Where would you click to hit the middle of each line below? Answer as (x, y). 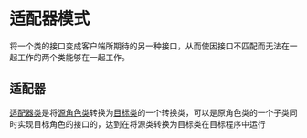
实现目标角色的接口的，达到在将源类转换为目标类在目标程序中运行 (141, 123)
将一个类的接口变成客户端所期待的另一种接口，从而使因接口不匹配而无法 (145, 46)
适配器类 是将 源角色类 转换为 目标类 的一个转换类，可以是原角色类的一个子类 (149, 112)
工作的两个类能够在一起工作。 (73, 57)
